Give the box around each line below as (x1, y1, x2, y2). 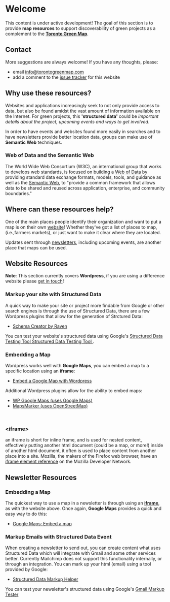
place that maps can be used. (5, 244, 67, 250)
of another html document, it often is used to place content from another (5, 448, 156, 454)
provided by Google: (5, 566, 48, 573)
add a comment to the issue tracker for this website (12, 74, 120, 80)
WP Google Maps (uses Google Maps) (12, 397, 93, 404)
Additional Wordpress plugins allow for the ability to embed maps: (5, 388, 143, 394)
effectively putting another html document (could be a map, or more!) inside (5, 442, 163, 449)
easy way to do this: (5, 511, 47, 517)
